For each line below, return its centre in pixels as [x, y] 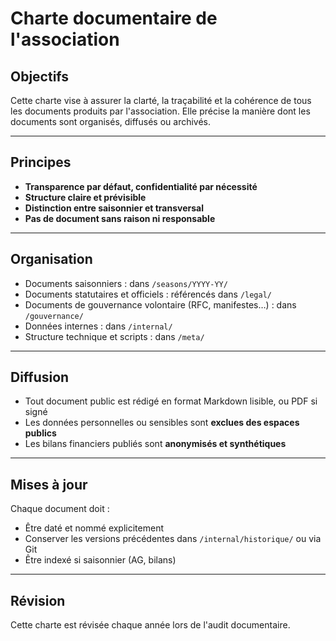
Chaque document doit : [60, 509]
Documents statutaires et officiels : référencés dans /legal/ [148, 294]
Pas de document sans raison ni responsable [120, 218]
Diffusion [40, 377]
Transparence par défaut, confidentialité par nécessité [141, 186]
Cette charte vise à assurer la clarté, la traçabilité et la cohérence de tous [161, 100]
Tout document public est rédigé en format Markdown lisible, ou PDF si [171, 401]
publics [40, 433]
